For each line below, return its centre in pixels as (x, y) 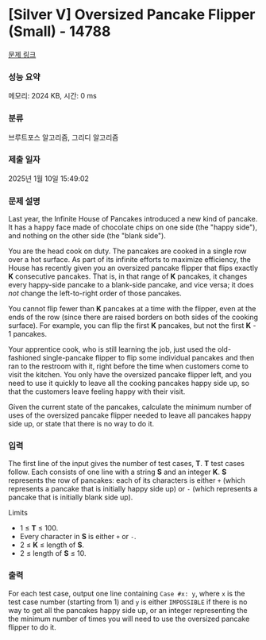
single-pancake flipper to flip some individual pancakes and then (148, 358)
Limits (18, 513)
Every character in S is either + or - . (78, 537)
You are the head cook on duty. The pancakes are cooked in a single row (127, 251)
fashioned (25, 358)
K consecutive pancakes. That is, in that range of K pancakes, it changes (128, 276)
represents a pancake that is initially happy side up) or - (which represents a (133, 489)
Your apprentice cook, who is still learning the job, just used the (112, 349)
